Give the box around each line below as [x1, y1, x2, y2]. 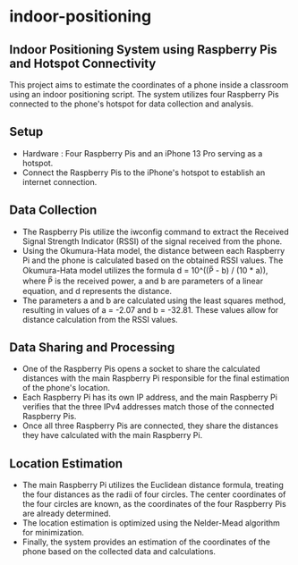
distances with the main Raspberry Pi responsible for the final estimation [21, 373, 290, 384]
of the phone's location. [21, 383, 110, 393]
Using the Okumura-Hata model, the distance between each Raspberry [21, 245, 285, 256]
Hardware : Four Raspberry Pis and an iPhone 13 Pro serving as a [21, 148, 263, 158]
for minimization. [21, 527, 85, 538]
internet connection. [21, 176, 98, 187]
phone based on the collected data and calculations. [21, 546, 217, 557]
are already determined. [21, 508, 112, 519]
